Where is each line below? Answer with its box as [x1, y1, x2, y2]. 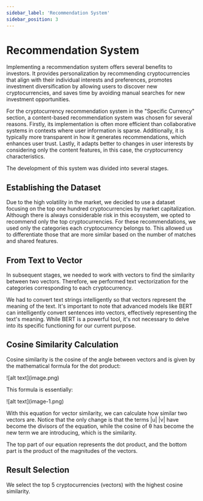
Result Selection [6, 465, 70, 475]
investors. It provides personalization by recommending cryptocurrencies [6, 70, 190, 77]
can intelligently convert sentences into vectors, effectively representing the [6, 309, 197, 316]
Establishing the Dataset [6, 182, 101, 193]
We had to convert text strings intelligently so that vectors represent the [6, 296, 187, 304]
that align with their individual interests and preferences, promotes [6, 76, 173, 83]
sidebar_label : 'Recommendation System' [6, 10, 111, 16]
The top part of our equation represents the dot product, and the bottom [6, 441, 187, 448]
